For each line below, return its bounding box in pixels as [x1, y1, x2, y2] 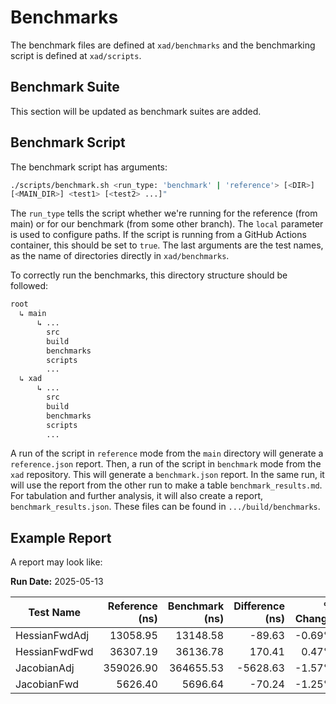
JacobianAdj [15, 661, 75, 675]
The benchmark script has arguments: [10, 161, 168, 173]
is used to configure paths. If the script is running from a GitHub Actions [10, 229, 307, 241]
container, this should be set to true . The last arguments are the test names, [10, 239, 324, 251]
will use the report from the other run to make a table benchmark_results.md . [10, 479, 323, 491]
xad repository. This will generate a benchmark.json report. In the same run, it [10, 469, 325, 481]
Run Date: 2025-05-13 [10, 576, 104, 588]
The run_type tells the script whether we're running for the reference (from [10, 207, 318, 220]
